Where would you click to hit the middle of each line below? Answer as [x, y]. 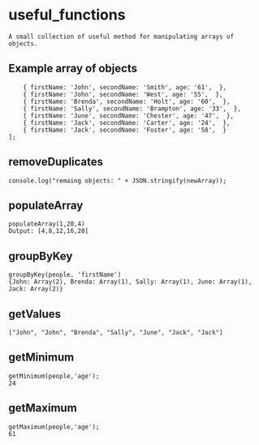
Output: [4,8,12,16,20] [49, 231]
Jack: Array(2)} [36, 289]
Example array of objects [73, 69]
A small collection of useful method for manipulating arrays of [121, 37]
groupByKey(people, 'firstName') [65, 275]
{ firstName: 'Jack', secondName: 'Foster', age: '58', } [125, 130]
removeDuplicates [56, 162]
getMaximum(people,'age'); [54, 427]
